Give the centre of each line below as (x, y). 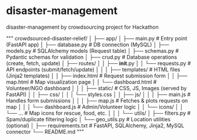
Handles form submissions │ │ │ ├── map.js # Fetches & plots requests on (97, 100)
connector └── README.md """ (45, 132)
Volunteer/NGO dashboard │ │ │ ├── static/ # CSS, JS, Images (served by (96, 88)
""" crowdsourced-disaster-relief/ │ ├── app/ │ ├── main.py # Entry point (97, 38)
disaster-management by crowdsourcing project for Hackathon (82, 27)
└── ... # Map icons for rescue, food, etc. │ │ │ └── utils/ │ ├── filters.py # (98, 113)
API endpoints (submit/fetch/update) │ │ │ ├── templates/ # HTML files (93, 69)
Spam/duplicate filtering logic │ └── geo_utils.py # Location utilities (88, 119)
